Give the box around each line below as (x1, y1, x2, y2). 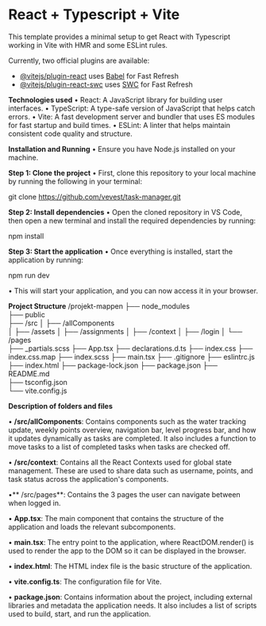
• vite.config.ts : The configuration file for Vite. (8, 577, 162, 586)
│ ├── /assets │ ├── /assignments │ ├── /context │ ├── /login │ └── (8, 326, 243, 336)
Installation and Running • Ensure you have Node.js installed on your (8, 144, 236, 154)
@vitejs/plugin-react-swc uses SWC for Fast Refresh (19, 80, 193, 89)
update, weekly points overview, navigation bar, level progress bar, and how (8, 425, 256, 434)
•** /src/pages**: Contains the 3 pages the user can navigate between (8, 489, 241, 499)
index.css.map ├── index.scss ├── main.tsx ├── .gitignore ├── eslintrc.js (8, 352, 256, 361)
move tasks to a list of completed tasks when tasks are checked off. (8, 441, 230, 451)
